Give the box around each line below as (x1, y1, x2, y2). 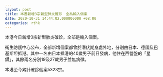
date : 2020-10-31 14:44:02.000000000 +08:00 (5, 16, 97, 21)
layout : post (5, 7, 32, 12)
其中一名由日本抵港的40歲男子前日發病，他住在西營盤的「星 (30, 51, 151, 56)
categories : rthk (5, 20, 40, 26)
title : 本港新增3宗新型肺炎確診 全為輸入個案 (5, 12, 88, 16)
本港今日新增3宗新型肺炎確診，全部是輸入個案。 (5, 34, 101, 40)
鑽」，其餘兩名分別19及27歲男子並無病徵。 (5, 56, 89, 63)
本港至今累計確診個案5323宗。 (5, 67, 67, 73)
